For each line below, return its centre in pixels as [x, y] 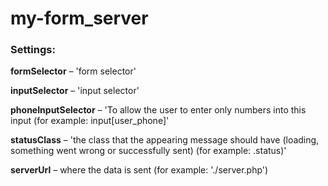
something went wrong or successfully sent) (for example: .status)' [148, 151]
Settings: [33, 50]
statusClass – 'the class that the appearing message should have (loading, [165, 140]
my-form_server [79, 18]
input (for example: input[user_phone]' [90, 121]
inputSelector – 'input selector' [75, 91]
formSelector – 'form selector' [73, 71]
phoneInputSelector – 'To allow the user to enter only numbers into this [158, 110]
